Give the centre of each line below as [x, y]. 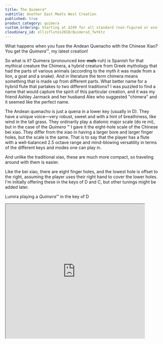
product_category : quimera [32, 23]
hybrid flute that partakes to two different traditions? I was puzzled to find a [81, 86]
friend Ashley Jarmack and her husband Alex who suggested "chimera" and [81, 97]
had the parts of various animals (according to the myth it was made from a [80, 71]
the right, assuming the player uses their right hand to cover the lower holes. [81, 177]
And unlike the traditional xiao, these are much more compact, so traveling [79, 157]
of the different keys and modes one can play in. [53, 147]
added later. [17, 187]
